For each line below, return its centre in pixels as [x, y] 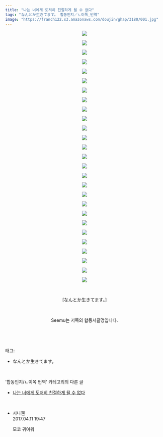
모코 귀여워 [23, 429]
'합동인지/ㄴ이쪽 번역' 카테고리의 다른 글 [45, 382]
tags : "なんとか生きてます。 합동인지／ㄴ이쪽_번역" [52, 15]
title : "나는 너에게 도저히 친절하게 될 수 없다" [50, 10]
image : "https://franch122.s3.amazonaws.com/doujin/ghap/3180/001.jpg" [82, 19]
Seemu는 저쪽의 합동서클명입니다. [85, 320]
